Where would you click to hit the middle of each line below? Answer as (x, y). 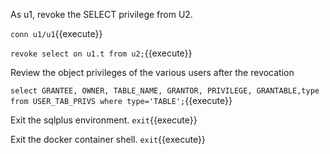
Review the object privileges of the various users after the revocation (152, 72)
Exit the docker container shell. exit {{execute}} (108, 139)
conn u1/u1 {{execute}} (56, 33)
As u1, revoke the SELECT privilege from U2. (101, 14)
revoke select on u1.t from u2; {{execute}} (101, 53)
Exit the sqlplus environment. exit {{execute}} (104, 120)
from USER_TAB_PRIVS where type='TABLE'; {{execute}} (121, 100)
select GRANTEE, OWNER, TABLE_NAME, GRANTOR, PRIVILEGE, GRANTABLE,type (165, 91)
